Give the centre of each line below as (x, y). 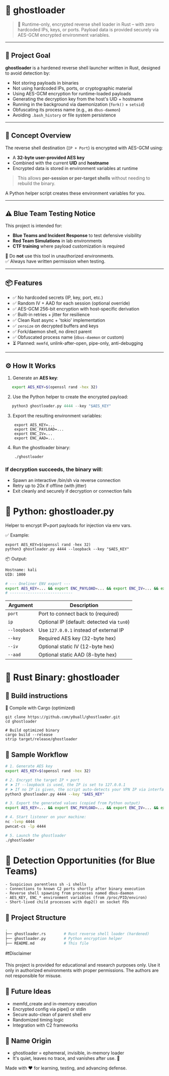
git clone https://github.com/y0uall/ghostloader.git (63, 717)
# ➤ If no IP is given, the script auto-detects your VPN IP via (75, 789)
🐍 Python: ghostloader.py (60, 512)
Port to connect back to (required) (79, 614)
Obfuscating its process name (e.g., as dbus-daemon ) (66, 109)
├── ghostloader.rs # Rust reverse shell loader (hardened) (77, 934)
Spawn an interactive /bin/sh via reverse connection (66, 481)
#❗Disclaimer (18, 953)
